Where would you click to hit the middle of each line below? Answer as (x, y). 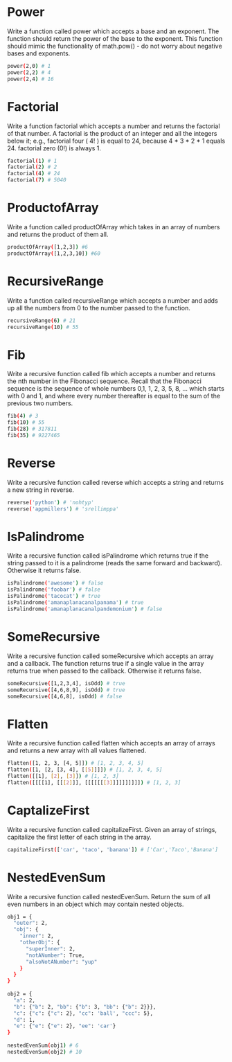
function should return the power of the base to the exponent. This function (115, 38)
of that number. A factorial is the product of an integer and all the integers (112, 133)
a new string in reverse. (41, 490)
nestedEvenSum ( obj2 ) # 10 (44, 1052)
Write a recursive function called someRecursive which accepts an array (110, 656)
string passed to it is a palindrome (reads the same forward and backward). (115, 563)
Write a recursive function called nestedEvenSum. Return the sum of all (109, 896)
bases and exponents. (39, 53)
